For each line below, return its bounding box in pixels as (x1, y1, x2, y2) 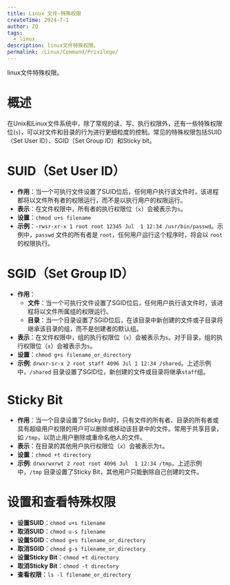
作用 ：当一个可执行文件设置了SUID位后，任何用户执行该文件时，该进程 (17, 187, 219, 195)
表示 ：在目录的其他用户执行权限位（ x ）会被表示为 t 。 (17, 442, 169, 450)
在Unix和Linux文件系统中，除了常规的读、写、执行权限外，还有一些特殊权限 (7, 119, 222, 128)
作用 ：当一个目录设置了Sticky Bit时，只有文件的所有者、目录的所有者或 (17, 415, 219, 424)
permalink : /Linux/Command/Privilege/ (7, 49, 118, 56)
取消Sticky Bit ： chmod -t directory (17, 562, 119, 570)
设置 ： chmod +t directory (17, 450, 92, 459)
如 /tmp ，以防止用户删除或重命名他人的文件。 (17, 433, 147, 442)
